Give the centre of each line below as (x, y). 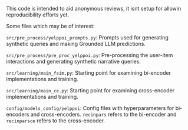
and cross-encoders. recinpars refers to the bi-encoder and (103, 114)
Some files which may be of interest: (50, 26)
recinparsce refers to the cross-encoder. (55, 121)
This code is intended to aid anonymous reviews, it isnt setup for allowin (94, 9)
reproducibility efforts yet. (38, 15)
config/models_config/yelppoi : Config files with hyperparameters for (90, 108)
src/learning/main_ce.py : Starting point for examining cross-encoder (90, 90)
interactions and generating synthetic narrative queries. (74, 61)
